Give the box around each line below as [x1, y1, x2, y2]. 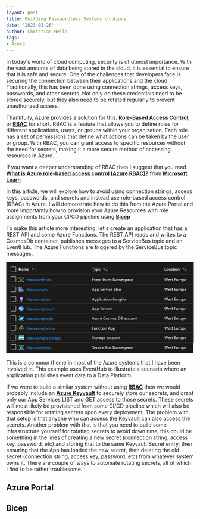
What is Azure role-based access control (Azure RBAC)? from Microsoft [6, 170, 187, 177]
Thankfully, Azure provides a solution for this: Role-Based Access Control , [6, 114, 190, 121]
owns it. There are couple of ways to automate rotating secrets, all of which [6, 459, 192, 466]
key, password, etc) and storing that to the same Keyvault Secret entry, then [6, 440, 193, 447]
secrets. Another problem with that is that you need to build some [6, 421, 167, 428]
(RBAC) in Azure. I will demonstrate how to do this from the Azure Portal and [6, 200, 193, 207]
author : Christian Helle [6, 29, 68, 35]
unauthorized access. [6, 102, 60, 110]
